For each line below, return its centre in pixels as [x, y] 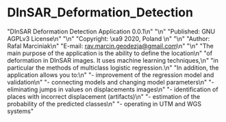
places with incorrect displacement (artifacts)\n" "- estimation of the [104, 96]
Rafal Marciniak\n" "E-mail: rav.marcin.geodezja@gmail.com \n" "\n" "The [110, 46]
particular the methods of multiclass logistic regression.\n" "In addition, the [113, 67]
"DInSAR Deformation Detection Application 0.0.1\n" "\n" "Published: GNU [111, 31]
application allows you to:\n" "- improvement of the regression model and [111, 75]
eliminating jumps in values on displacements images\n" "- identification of [113, 89]
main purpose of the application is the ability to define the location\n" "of [110, 53]
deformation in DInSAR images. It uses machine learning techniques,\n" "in [113, 60]
